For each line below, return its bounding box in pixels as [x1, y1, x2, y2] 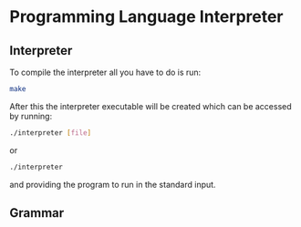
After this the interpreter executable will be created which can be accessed [9, 100, 292, 111]
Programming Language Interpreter [9, 6, 285, 27]
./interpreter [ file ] [9, 128, 92, 138]
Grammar [9, 205, 65, 221]
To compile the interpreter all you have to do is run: [9, 67, 202, 77]
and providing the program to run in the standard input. [9, 179, 216, 190]
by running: [9, 110, 53, 121]
